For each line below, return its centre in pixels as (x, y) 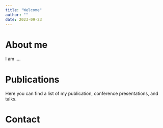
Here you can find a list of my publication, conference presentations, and (82, 94)
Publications (32, 79)
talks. (11, 99)
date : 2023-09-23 (24, 19)
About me (26, 45)
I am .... (13, 59)
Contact (23, 120)
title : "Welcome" (24, 10)
